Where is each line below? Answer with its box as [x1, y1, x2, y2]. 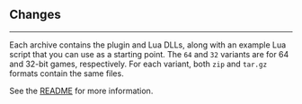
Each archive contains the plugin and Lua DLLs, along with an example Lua [9, 39, 287, 50]
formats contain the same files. [9, 67, 124, 79]
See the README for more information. [9, 85, 154, 96]
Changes [9, 7, 61, 22]
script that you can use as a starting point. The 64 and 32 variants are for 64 [9, 48, 289, 59]
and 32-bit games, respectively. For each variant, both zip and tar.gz [9, 58, 268, 69]
